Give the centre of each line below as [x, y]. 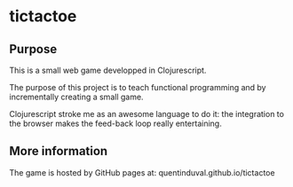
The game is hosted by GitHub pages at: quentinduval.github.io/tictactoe [142, 172]
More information [59, 151]
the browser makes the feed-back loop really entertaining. [115, 123]
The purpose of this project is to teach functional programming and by [138, 87]
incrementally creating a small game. [76, 97]
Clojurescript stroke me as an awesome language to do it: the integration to [146, 114]
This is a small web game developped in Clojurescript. [108, 70]
